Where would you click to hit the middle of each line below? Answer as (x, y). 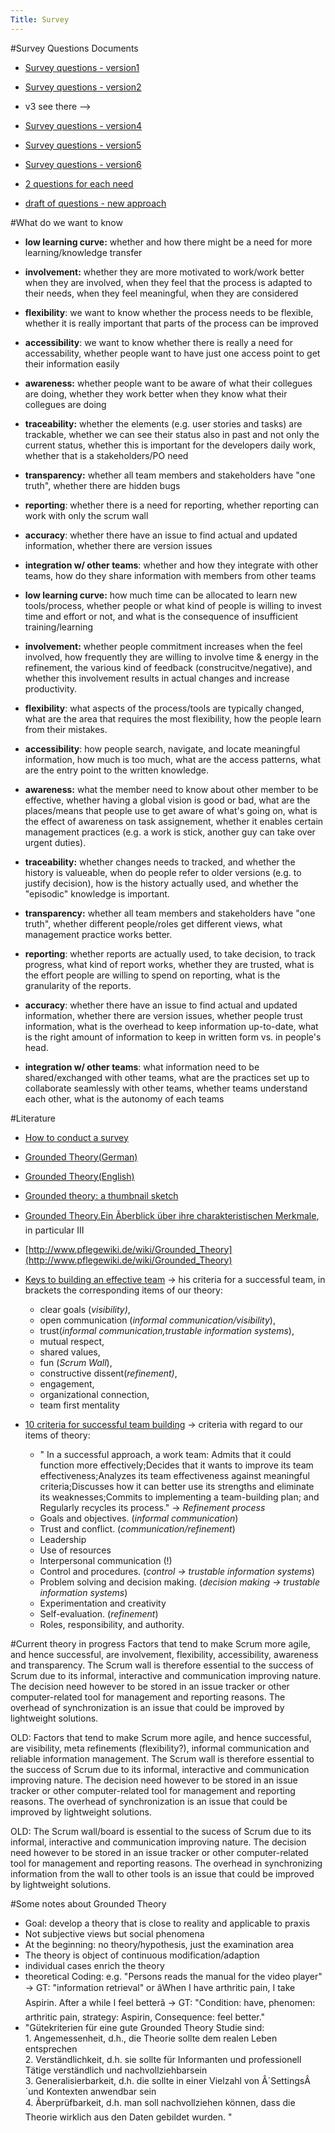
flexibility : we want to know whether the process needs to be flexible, (169, 312)
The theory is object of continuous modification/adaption (142, 1955)
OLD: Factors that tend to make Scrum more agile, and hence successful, (161, 1737)
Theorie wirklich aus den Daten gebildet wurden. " (128, 2117)
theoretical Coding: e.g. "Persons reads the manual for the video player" (173, 1976)
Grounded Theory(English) (79, 1176)
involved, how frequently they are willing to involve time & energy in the (172, 657)
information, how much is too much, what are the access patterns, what (172, 759)
